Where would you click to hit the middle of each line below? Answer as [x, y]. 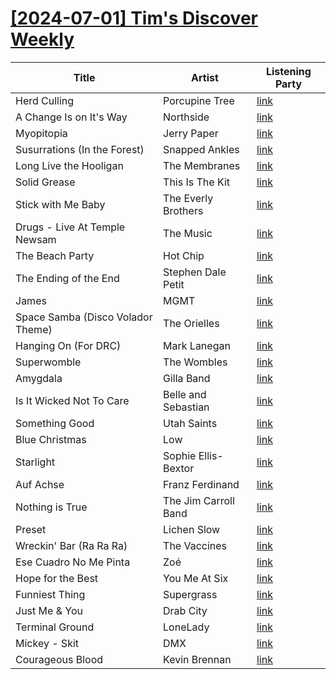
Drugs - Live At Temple [70, 227]
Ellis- [211, 455]
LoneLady [186, 627]
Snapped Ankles [201, 149]
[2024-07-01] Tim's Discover [134, 18]
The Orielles [191, 323]
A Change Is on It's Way [71, 117]
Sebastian [186, 407]
